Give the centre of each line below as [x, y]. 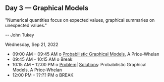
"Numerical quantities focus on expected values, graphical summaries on [80, 20]
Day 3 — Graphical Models [47, 8]
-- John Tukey [20, 35]
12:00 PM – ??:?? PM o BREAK [43, 75]
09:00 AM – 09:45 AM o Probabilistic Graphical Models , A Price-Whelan [86, 54]
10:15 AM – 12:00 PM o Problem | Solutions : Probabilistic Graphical [79, 64]
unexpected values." [26, 25]
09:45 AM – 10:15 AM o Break [42, 59]
